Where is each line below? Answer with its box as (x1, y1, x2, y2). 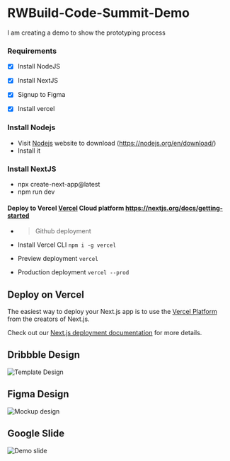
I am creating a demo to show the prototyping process (7, 28, 166, 37)
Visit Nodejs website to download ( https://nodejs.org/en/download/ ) (17, 139, 217, 147)
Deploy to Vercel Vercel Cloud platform (7, 204, 125, 212)
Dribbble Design (7, 349, 80, 361)
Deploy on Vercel (7, 288, 85, 300)
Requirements (7, 46, 57, 56)
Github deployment (35, 227, 92, 235)
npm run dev (17, 187, 55, 196)
